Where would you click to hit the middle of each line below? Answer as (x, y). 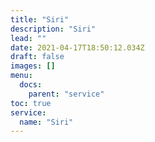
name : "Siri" (46, 122)
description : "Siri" (53, 29)
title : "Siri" (40, 19)
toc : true (31, 103)
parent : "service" (66, 94)
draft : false (37, 57)
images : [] (33, 66)
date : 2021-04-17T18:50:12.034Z (77, 47)
